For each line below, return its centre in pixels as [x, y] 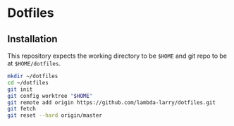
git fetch [22, 109]
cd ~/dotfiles [28, 82]
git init [20, 89]
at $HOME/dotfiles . [34, 63]
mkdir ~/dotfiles [33, 76]
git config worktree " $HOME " [50, 96]
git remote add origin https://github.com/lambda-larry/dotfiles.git [112, 102]
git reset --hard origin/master [55, 115]
